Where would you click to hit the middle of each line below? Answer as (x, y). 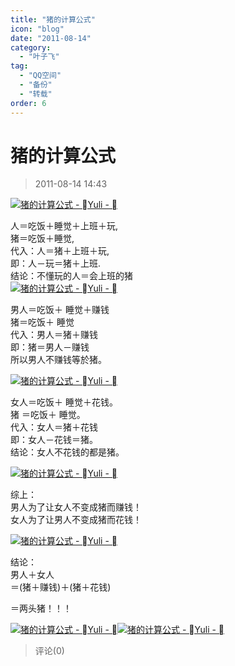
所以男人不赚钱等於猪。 (58, 360)
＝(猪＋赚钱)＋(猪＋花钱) (61, 587)
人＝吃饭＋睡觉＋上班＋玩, (64, 226)
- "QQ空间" (40, 76)
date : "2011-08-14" (51, 38)
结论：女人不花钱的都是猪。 (67, 452)
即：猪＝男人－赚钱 (50, 347)
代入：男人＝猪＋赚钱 (54, 335)
